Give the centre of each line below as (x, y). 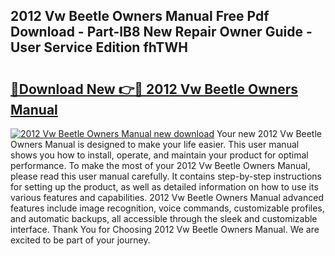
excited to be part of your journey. (80, 240)
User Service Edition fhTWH (99, 47)
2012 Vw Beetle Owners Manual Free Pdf (140, 16)
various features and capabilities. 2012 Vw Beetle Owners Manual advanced (167, 197)
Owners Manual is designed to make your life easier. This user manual (155, 144)
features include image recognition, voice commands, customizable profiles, (167, 208)
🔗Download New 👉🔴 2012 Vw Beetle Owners (154, 89)
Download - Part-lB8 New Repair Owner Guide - (161, 32)
